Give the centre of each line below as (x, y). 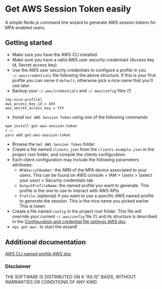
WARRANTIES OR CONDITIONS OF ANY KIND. (52, 282)
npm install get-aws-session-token (41, 126)
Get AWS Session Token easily (68, 9)
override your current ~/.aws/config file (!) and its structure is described (84, 217)
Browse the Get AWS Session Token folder (53, 144)
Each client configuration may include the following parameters (75, 160)
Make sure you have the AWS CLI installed (54, 54)
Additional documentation (45, 242)
